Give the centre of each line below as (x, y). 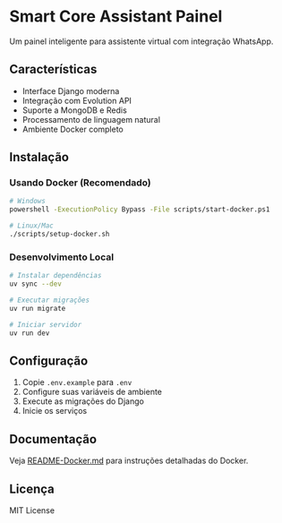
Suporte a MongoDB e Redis (74, 110)
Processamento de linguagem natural (91, 119)
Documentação (53, 439)
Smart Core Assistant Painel (116, 17)
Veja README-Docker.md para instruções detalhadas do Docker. (129, 461)
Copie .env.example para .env (77, 382)
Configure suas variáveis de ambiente (92, 392)
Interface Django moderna (71, 90)
